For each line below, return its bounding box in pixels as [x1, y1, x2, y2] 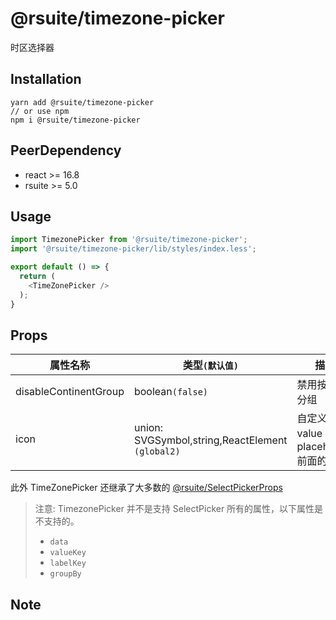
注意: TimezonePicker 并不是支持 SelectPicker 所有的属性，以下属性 [34, 503, 315, 515]
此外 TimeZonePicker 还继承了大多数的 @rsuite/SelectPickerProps [10, 482, 283, 494]
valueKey [49, 548, 87, 558]
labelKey [49, 558, 87, 569]
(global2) [133, 446, 181, 457]
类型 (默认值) [182, 358, 239, 372]
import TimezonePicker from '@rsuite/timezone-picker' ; [10, 235, 248, 245]
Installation [10, 71, 82, 88]
